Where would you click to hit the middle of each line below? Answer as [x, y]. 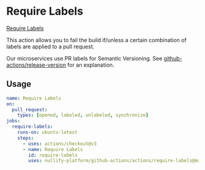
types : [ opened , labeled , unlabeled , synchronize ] [83, 115]
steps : [26, 138]
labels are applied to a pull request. [50, 46]
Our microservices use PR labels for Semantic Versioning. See [85, 58]
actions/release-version [36, 65]
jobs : [13, 121]
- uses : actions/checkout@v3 [59, 144]
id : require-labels [53, 155]
